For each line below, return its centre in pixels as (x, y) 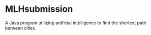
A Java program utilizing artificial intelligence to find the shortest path (76, 23)
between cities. (21, 28)
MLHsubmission (39, 9)
